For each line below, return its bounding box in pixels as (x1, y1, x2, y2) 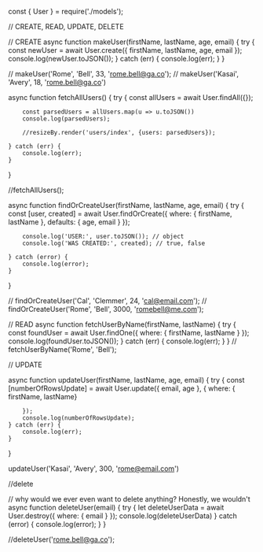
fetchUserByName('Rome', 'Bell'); (8, 345, 117, 354)
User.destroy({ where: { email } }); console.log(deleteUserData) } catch (8, 511, 238, 521)
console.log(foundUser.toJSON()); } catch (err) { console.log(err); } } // (8, 336, 237, 346)
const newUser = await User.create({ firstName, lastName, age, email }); (8, 46, 243, 54)
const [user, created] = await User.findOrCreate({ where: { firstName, (8, 209, 233, 218)
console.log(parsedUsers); (22, 115, 111, 123)
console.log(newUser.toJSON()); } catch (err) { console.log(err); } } (8, 54, 225, 63)
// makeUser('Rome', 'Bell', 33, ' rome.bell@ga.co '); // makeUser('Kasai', (8, 69, 239, 78)
